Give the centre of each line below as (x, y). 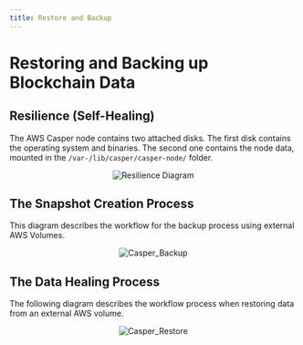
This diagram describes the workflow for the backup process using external (152, 225)
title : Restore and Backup (61, 18)
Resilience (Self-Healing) (82, 116)
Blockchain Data (73, 82)
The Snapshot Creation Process (102, 204)
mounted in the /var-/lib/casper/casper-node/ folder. (111, 157)
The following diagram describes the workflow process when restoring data (152, 304)
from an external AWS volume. (67, 314)
